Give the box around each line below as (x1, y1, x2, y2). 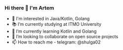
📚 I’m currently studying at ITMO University (11, 21, 102, 27)
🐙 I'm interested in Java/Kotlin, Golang (11, 16, 90, 22)
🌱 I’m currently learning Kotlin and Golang (11, 28, 97, 34)
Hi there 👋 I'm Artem (4, 4, 54, 11)
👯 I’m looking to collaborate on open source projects (11, 34, 119, 40)
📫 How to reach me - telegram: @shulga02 (11, 39, 101, 45)
